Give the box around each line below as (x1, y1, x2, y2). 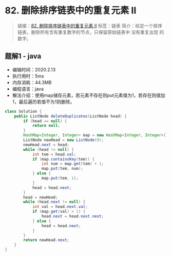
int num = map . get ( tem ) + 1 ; (41, 161, 104, 167)
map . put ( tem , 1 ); (41, 175, 79, 181)
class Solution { (5, 109, 42, 114)
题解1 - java (5, 52, 42, 61)
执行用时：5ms (12, 73, 44, 79)
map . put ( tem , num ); (41, 166, 83, 171)
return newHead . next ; (23, 238, 70, 243)
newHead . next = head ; (23, 142, 70, 147)
